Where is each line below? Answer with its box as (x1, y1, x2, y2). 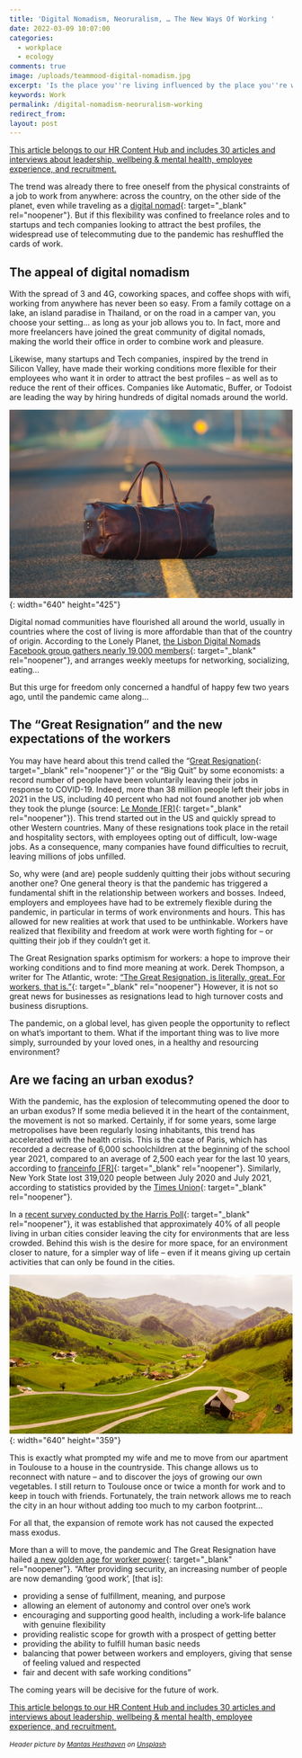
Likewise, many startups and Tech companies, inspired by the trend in (9, 353, 269, 364)
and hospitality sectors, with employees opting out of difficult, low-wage (9, 832, 278, 843)
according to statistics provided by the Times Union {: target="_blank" (9, 1182, 267, 1193)
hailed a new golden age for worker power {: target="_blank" (9, 1554, 233, 1565)
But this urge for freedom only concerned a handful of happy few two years (9, 682, 289, 692)
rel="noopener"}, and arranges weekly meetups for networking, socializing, (9, 655, 290, 665)
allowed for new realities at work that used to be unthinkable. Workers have (9, 915, 289, 926)
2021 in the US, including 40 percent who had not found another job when (9, 793, 284, 804)
